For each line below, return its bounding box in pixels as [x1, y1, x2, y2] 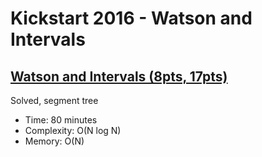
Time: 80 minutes [24, 114, 98, 126]
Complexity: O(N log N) [24, 125, 122, 136]
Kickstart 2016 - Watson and [10, 7, 253, 30]
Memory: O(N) [24, 135, 85, 147]
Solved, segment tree [10, 95, 99, 106]
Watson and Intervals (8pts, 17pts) [10, 68, 228, 85]
